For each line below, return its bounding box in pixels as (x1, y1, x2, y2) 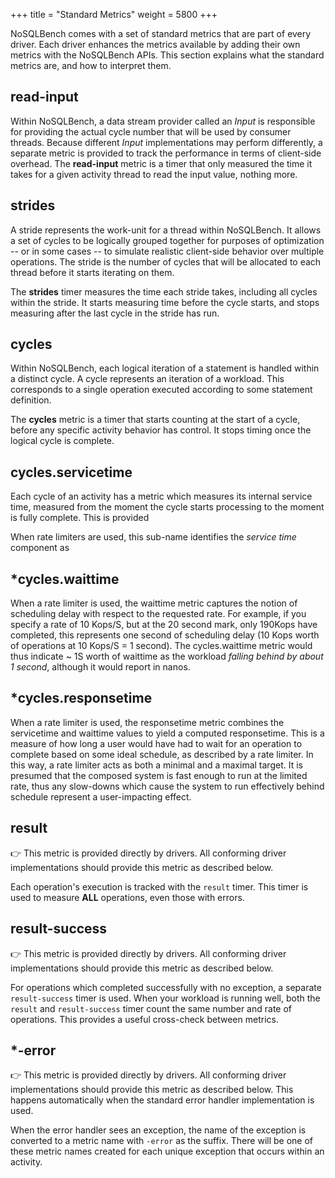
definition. (10, 394, 52, 406)
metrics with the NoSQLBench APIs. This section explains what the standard (10, 49, 325, 61)
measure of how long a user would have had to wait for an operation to (10, 737, 303, 749)
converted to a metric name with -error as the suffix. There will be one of (10, 1135, 314, 1147)
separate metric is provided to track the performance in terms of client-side (10, 147, 322, 159)
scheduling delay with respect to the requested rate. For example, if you (10, 608, 307, 620)
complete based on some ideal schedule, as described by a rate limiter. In (10, 748, 314, 760)
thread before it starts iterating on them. (10, 266, 175, 278)
